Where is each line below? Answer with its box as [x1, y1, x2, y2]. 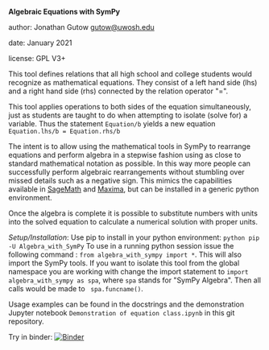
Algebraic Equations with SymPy [8, 7, 121, 16]
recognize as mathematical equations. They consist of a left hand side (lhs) [8, 78, 258, 87]
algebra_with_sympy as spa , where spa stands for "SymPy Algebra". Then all [8, 275, 262, 285]
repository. [8, 317, 44, 326]
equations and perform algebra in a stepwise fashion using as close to [8, 150, 242, 159]
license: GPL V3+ [8, 54, 66, 63]
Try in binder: [8, 332, 53, 341]
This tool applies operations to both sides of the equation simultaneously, [8, 102, 252, 111]
